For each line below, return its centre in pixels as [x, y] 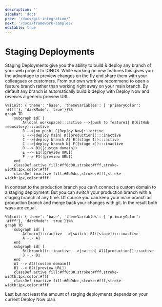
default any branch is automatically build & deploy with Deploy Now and [77, 91]
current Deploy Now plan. [31, 299]
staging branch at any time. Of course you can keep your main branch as [78, 198]
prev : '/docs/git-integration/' [38, 19]
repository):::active [27, 127]
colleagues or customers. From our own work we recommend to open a [77, 81]
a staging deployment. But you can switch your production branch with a [78, 192]
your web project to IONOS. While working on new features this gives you [79, 71]
